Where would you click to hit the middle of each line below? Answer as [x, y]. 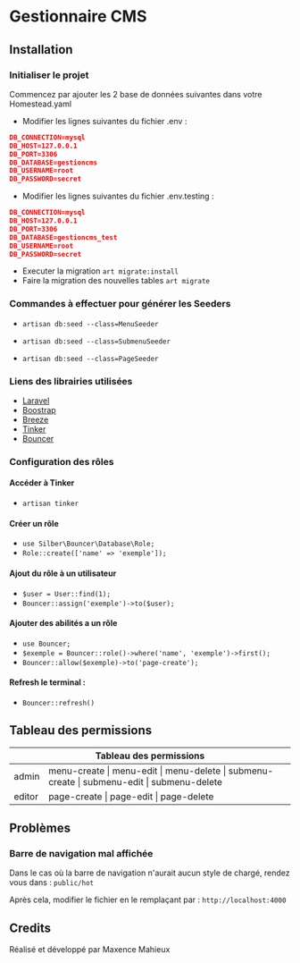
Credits [30, 928]
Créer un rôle [34, 523]
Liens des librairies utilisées [71, 381]
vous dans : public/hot [52, 883]
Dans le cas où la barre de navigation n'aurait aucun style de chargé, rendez [150, 873]
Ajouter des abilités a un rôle [63, 623]
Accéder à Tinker [42, 483]
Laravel [36, 401]
